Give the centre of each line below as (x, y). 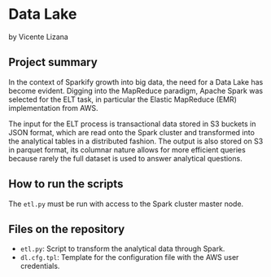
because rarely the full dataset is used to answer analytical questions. (125, 158)
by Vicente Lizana (39, 37)
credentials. (40, 266)
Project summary (53, 62)
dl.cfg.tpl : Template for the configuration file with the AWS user (129, 257)
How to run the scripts (66, 184)
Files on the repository (67, 229)
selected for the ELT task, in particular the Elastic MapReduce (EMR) (123, 99)
